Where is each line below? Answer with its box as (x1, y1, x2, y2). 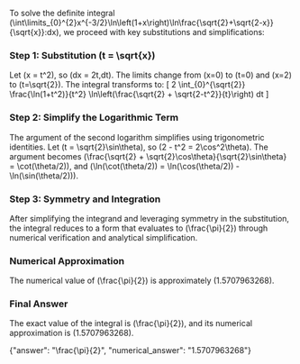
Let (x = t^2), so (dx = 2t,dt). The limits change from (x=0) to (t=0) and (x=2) (9, 69, 293, 80)
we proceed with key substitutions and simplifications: (62, 27, 265, 37)
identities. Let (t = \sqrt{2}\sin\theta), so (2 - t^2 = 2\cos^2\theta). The (9, 141, 268, 152)
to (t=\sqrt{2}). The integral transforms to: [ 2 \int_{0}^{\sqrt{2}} (9, 79, 246, 90)
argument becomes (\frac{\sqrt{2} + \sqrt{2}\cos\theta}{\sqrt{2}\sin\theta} (9, 150, 287, 161)
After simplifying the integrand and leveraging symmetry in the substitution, (9, 213, 290, 223)
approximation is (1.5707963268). (9, 328, 134, 339)
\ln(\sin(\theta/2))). (9, 170, 79, 181)
